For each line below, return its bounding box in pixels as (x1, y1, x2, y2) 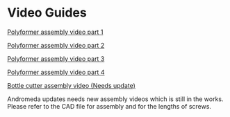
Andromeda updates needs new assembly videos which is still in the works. (7, 95, 224, 103)
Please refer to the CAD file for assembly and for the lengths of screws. (7, 102, 212, 110)
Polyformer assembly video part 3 (7, 54, 105, 63)
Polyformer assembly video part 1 (7, 28, 104, 36)
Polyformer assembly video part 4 (7, 68, 105, 76)
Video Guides (7, 5, 87, 21)
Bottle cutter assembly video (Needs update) (7, 81, 135, 89)
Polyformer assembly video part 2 (7, 41, 105, 49)
